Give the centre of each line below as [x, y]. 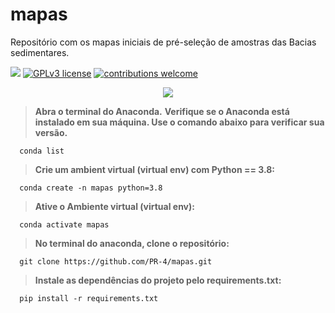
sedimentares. [40, 52]
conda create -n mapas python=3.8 [91, 188]
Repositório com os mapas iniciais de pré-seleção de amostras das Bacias [163, 42]
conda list [42, 151]
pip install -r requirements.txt [89, 298]
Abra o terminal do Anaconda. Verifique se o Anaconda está [162, 111]
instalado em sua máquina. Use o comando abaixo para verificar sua [179, 122]
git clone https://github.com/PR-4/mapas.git [116, 261]
